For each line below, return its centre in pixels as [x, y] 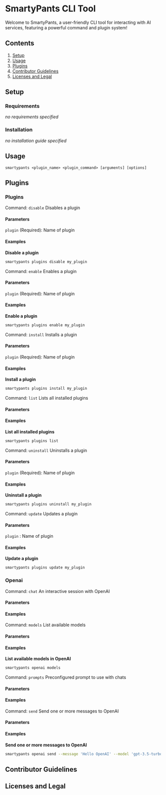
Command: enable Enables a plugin [41, 271]
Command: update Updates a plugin [41, 514]
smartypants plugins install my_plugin [46, 389]
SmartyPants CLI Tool [51, 9]
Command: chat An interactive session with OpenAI [58, 591]
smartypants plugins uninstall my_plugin [48, 505]
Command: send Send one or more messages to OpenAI [62, 711]
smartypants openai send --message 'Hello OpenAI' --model [67, 754]
